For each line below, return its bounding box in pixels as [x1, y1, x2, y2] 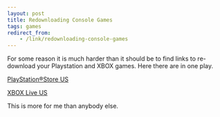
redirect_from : [7, 29, 51, 36]
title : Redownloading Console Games [7, 17, 113, 23]
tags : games [7, 23, 42, 30]
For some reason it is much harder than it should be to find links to [7, 54, 196, 63]
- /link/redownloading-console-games [19, 36, 129, 43]
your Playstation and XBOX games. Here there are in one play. [37, 62, 213, 70]
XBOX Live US [7, 89, 48, 97]
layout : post [7, 10, 45, 17]
